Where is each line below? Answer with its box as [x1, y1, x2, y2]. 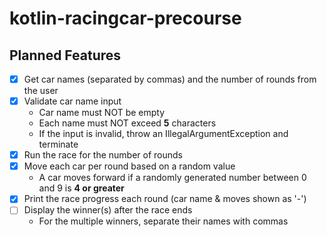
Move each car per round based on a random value [23, 160, 236, 172]
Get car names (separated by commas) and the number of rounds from [23, 73, 317, 85]
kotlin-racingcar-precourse [9, 7, 242, 30]
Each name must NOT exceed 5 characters [38, 117, 217, 129]
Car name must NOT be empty [38, 107, 166, 119]
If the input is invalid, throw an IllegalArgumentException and [38, 128, 289, 140]
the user [23, 85, 59, 97]
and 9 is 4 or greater [38, 182, 125, 194]
